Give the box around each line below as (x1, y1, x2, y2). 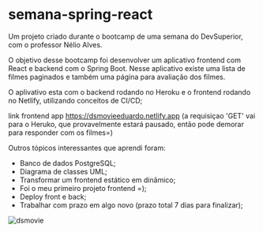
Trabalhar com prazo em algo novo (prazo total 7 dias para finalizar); (19, 200, 243, 210)
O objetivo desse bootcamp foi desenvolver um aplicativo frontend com (8, 55, 242, 65)
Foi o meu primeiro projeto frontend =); (19, 183, 147, 193)
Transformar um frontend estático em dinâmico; (19, 175, 176, 185)
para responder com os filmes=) (8, 128, 113, 137)
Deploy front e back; (19, 192, 87, 201)
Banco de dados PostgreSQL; (19, 158, 116, 167)
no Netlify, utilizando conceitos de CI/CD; (8, 95, 143, 105)
